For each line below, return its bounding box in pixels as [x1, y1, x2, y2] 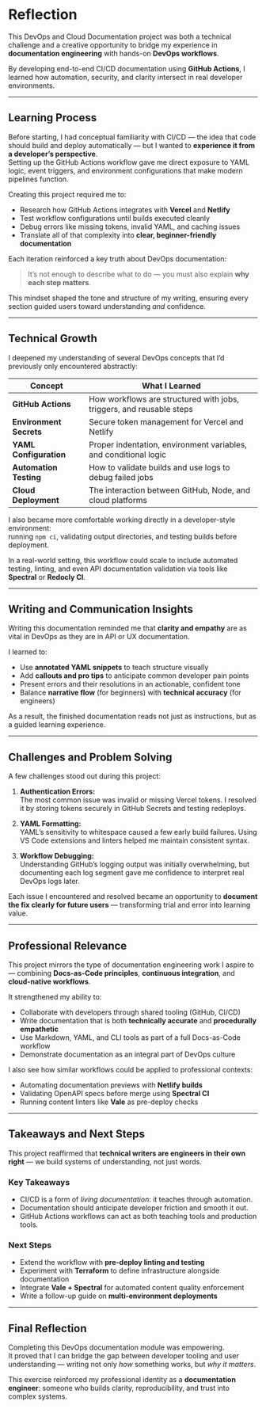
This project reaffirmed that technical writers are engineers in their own [8, 1148, 246, 1158]
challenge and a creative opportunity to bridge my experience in [8, 40, 218, 49]
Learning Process [8, 111, 97, 124]
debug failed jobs [88, 471, 154, 482]
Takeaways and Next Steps [8, 1127, 145, 1141]
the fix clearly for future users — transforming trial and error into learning [8, 901, 251, 910]
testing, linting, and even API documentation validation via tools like [8, 564, 228, 573]
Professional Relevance [8, 939, 127, 952]
